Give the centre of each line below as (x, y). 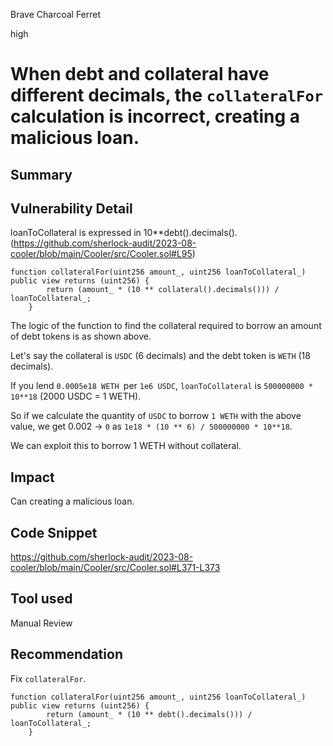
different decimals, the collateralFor (167, 95)
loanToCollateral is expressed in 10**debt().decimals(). (124, 233)
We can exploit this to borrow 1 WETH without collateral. (126, 446)
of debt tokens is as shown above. (81, 336)
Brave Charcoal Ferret (56, 14)
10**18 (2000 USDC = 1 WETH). (76, 396)
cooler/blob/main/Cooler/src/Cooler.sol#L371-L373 (115, 568)
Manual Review (41, 623)
